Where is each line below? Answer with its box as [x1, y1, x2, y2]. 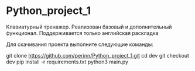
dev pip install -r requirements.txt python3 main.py [6, 58, 129, 65]
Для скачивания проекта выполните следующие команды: [6, 41, 153, 48]
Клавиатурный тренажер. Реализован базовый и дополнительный [6, 23, 172, 30]
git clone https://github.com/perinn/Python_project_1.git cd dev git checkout [6, 52, 189, 59]
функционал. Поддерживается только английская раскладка [6, 29, 159, 36]
